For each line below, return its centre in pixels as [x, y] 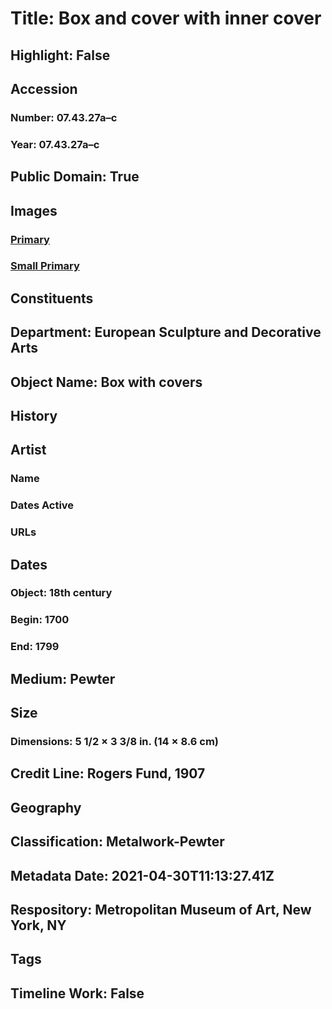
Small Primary [45, 266]
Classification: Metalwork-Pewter [117, 842]
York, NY [38, 925]
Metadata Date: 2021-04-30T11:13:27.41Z [142, 875]
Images [34, 210]
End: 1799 [35, 647]
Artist [28, 450]
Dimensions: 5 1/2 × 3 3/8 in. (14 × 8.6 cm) [114, 742]
